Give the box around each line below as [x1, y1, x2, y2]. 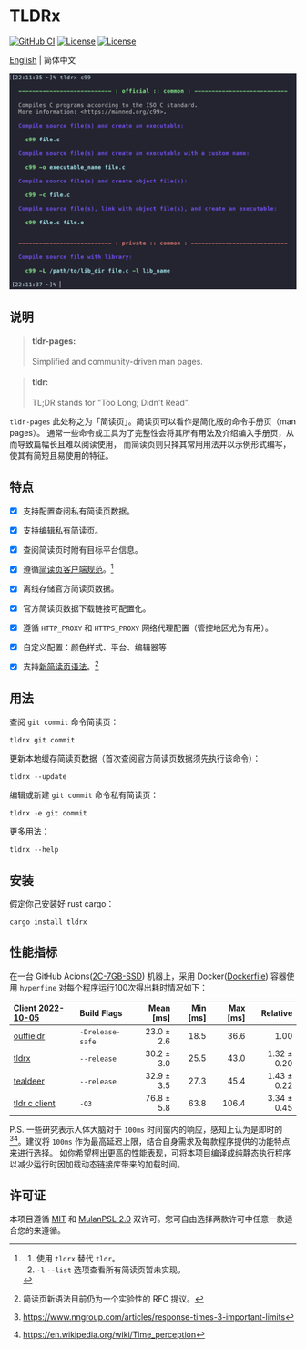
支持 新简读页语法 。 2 [22, 659, 99, 672]
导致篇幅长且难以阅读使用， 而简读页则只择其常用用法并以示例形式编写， [16, 439, 291, 450]
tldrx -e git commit [9, 809, 88, 818]
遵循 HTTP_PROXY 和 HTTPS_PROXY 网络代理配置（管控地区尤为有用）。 [22, 622, 273, 633]
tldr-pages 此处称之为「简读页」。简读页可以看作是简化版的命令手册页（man [9, 416, 296, 427]
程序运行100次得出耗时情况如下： [82, 981, 208, 992]
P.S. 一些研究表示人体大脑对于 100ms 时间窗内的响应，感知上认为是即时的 [9, 1124, 283, 1135]
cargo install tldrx [9, 918, 88, 927]
